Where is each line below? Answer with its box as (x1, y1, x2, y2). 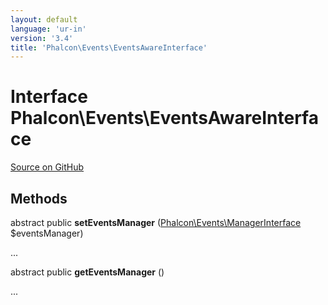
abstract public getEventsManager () (10, 266, 165, 278)
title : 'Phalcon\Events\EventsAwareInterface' (10, 42, 208, 53)
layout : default (10, 14, 78, 25)
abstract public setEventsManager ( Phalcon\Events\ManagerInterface (10, 217, 302, 228)
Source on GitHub (10, 161, 85, 173)
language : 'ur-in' (10, 24, 87, 34)
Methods (10, 190, 68, 207)
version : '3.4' (10, 33, 74, 43)
